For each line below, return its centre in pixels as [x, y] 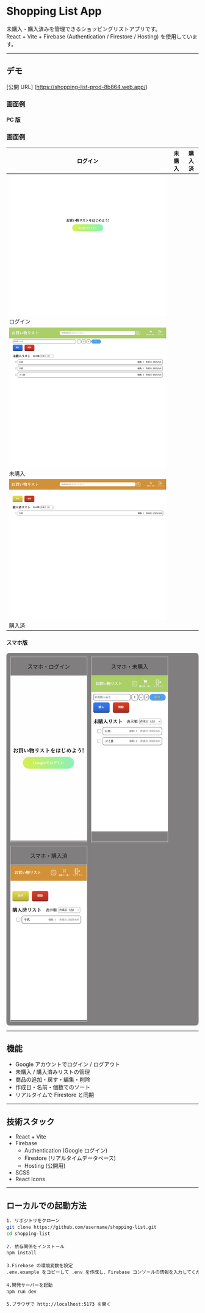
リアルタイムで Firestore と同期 [55, 1095]
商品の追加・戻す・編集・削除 [52, 1080]
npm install [21, 1253]
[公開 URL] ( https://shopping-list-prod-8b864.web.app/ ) [77, 87]
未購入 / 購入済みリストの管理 [52, 1072]
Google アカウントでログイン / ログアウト [68, 1064]
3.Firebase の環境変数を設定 [40, 1266]
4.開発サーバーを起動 [30, 1285]
